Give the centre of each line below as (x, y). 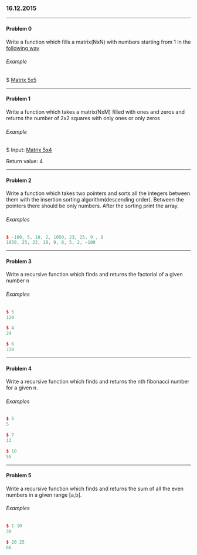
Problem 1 (18, 99)
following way (23, 48)
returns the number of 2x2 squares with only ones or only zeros (83, 118)
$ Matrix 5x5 (21, 80)
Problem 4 (19, 368)
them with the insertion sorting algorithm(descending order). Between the (95, 200)
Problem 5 (19, 475)
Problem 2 (19, 180)
